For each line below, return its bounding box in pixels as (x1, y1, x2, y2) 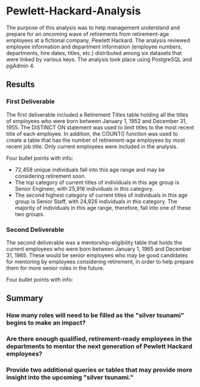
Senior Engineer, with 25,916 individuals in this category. (14, 185, 154, 192)
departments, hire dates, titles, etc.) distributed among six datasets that (6, 49, 182, 56)
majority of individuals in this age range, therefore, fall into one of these (14, 204, 191, 211)
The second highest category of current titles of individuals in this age (14, 191, 188, 199)
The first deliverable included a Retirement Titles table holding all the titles (6, 111, 189, 118)
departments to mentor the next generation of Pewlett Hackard (6, 342, 193, 351)
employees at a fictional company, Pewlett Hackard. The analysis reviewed (6, 36, 190, 44)
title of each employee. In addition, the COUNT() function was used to (6, 130, 178, 137)
